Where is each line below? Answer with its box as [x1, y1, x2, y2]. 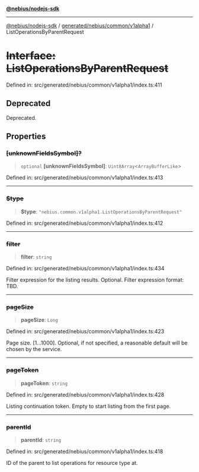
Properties [6, 132, 46, 142]
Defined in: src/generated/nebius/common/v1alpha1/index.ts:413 [6, 174, 163, 181]
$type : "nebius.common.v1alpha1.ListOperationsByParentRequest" [20, 208, 182, 215]
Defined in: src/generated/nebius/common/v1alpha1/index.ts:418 [6, 448, 163, 455]
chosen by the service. [6, 346, 62, 353]
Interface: [6, 49, 56, 63]
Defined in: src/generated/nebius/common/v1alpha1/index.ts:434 [6, 265, 165, 272]
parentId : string [20, 436, 62, 444]
